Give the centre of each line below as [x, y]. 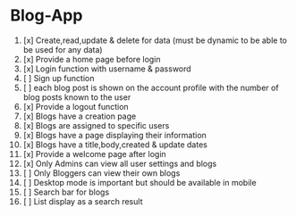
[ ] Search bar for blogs [66, 192]
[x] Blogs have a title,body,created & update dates [115, 145]
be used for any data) [63, 49]
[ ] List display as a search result [83, 201]
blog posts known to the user [77, 97]
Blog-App [47, 16]
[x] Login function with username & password [107, 69]
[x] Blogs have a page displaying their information [114, 135]
